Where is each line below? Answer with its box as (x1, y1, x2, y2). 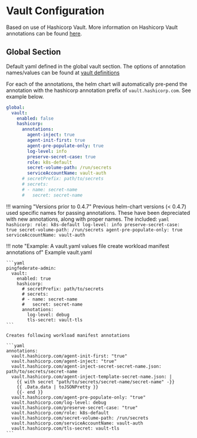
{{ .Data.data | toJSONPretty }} (16, 384, 99, 390)
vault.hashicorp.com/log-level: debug (11, 400, 107, 406)
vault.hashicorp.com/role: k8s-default (11, 410, 109, 416)
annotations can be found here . (6, 30, 82, 37)
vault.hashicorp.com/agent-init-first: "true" (11, 353, 128, 359)
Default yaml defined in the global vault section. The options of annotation (6, 63, 186, 70)
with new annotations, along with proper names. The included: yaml (6, 215, 169, 223)
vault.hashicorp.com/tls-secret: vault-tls (11, 425, 119, 432)
